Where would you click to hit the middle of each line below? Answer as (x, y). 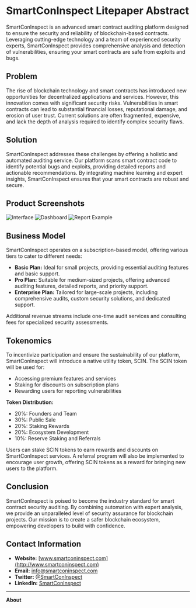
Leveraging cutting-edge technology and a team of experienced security (93, 39)
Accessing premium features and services (65, 379)
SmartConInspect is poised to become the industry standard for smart (90, 500)
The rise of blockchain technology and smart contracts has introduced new (97, 90)
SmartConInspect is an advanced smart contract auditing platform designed (97, 27)
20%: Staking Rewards (42, 426)
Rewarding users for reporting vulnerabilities (68, 391)
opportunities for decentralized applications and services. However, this (92, 96)
